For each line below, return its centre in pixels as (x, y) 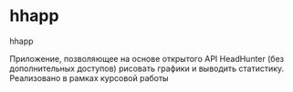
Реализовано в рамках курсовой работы (89, 77)
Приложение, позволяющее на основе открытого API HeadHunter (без (147, 58)
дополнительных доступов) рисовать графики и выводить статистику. (147, 68)
